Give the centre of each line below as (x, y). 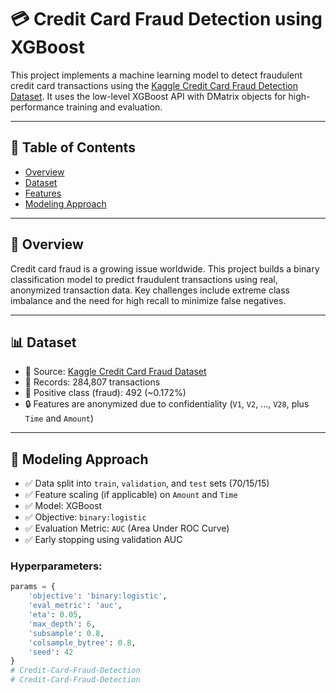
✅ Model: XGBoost (63, 506)
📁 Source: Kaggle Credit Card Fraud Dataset (115, 372)
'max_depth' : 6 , (62, 624)
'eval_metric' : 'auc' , (75, 606)
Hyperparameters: (56, 566)
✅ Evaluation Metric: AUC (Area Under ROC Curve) (127, 528)
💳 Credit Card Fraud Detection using (166, 19)
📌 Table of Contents (73, 147)
